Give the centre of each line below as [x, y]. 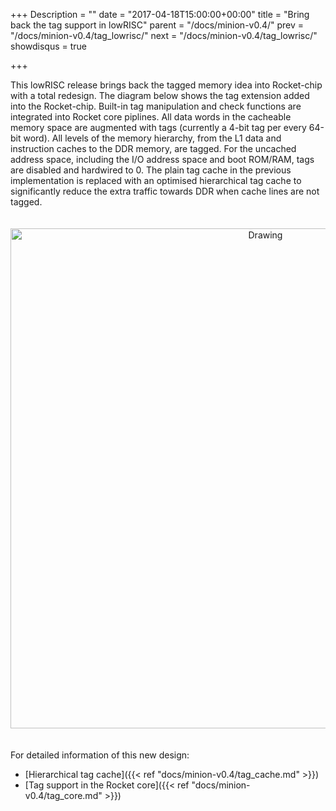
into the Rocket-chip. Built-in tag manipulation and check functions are [156, 106]
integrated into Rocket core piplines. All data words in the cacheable [151, 117]
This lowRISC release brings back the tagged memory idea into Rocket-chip [166, 85]
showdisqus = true [49, 46]
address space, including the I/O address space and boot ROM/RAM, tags [162, 159]
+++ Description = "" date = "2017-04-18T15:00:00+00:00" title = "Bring [160, 14]
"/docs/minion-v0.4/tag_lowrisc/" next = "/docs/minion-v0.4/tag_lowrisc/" [164, 35]
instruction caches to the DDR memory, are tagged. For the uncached [153, 148]
